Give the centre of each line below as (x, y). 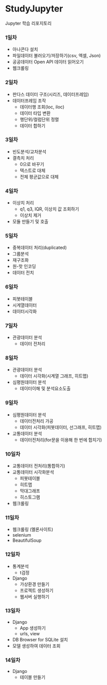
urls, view (30, 633)
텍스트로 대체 (33, 170)
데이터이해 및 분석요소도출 (45, 388)
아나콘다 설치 (25, 49)
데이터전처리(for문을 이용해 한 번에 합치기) (61, 439)
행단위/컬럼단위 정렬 (39, 119)
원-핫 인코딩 (24, 267)
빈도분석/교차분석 (29, 151)
